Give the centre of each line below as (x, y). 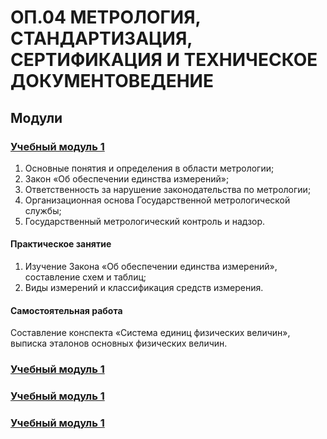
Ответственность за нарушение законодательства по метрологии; (168, 189)
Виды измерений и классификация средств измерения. (144, 288)
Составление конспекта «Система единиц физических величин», (150, 333)
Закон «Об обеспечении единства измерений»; (127, 178)
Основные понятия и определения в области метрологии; (149, 168)
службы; (43, 210)
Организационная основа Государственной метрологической (157, 200)
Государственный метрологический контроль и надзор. (145, 221)
